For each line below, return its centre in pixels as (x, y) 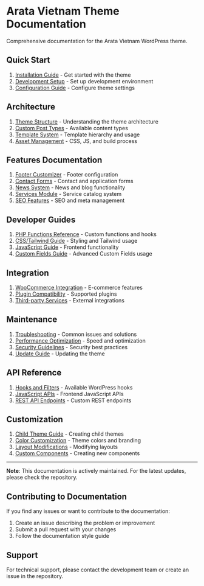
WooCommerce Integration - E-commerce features (79, 288)
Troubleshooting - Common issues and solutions (76, 334)
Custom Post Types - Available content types (72, 128)
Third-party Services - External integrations (70, 300)
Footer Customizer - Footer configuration (66, 175)
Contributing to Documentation (67, 496)
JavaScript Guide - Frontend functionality (67, 247)
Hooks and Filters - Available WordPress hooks (74, 387)
